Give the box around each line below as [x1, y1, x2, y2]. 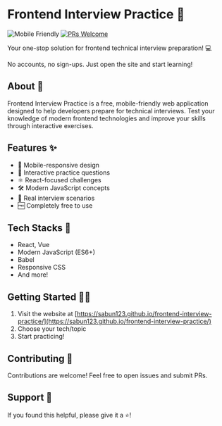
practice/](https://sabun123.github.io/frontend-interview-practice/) [17, 317, 211, 326]
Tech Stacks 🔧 [7, 222, 72, 234]
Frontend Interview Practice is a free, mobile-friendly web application [7, 99, 209, 108]
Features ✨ [7, 142, 57, 154]
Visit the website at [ [17, 310, 78, 318]
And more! [17, 270, 49, 279]
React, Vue [17, 241, 50, 249]
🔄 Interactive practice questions [17, 168, 111, 177]
